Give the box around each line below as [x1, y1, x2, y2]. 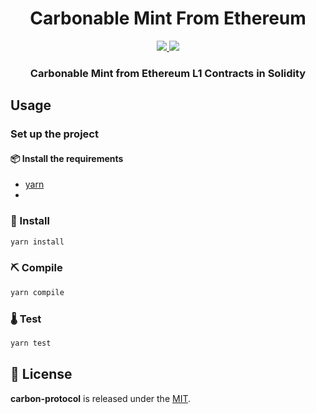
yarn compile [10, 287, 65, 297]
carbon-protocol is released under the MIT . [10, 392, 192, 404]
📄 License [10, 366, 73, 383]
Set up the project [10, 127, 99, 141]
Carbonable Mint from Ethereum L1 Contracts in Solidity [29, 66, 307, 80]
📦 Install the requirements [10, 152, 124, 164]
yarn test [10, 338, 52, 349]
